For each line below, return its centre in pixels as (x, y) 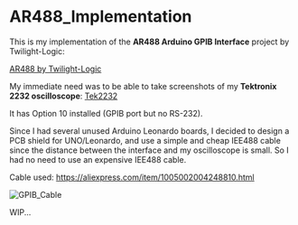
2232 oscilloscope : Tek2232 (64, 96)
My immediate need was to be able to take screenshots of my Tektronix (143, 86)
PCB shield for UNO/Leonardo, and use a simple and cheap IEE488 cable (145, 140)
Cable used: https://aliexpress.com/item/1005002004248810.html (132, 177)
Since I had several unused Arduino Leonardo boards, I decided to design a (149, 131)
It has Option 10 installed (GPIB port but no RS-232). (106, 113)
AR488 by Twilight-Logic (56, 69)
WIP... (20, 212)
